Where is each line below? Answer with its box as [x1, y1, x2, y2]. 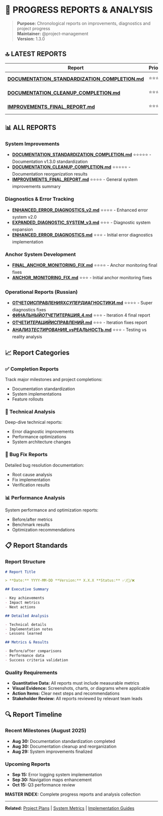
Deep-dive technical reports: [5, 419, 63, 425]
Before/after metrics [12, 516, 53, 522]
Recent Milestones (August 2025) [5, 727, 86, 734]
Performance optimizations [12, 434, 66, 440]
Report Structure [5, 559, 46, 565]
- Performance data [5, 653, 45, 658]
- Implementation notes [5, 626, 53, 632]
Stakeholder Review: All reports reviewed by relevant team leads [12, 696, 143, 702]
